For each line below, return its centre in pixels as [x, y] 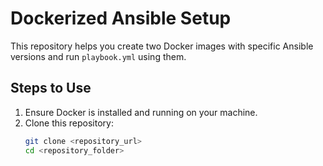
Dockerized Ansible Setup [121, 18]
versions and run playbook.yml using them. [98, 56]
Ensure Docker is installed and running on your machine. [141, 112]
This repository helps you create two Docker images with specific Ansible [162, 46]
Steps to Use [51, 88]
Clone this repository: [69, 123]
